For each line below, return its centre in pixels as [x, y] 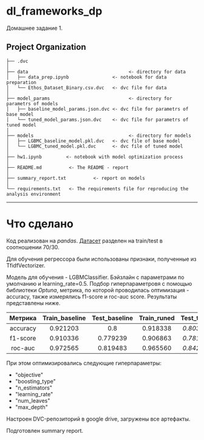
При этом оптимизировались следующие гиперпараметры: [84, 363]
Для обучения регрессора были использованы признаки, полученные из [101, 259]
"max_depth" [32, 407]
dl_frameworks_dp [54, 11]
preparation [21, 82]
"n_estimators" [34, 388]
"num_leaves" [32, 400]
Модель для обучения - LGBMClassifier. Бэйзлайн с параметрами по [95, 277]
